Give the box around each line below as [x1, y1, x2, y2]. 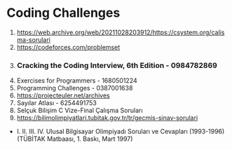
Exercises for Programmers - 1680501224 [16, 76, 137, 85]
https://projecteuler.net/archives [16, 91, 110, 100]
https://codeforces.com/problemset [16, 43, 121, 51]
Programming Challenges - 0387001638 [16, 84, 133, 93]
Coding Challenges [6, 5, 121, 21]
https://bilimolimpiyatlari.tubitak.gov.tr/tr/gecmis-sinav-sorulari [16, 114, 198, 122]
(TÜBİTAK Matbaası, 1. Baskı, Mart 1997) [16, 135, 133, 143]
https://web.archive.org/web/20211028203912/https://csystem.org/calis [16, 28, 225, 36]
